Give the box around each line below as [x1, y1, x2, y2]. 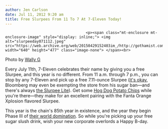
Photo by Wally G [5, 56, 41, 62]
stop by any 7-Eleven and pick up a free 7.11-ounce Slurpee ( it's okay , [5, 77, 148, 83]
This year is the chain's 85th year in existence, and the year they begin [5, 108, 151, 114]
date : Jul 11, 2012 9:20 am [5, 12, 64, 17]
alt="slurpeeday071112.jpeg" [5, 39, 66, 44]
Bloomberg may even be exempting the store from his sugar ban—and [5, 82, 150, 88]
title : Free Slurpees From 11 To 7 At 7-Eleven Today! [5, 16, 122, 21]
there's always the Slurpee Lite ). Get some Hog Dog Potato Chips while [5, 87, 152, 93]
